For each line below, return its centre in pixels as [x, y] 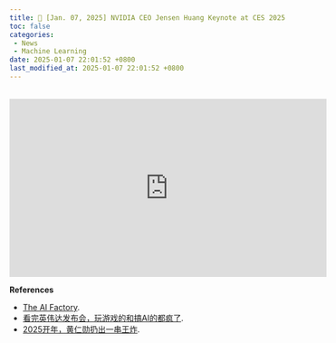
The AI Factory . [51, 307]
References [32, 290]
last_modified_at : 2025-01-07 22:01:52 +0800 [96, 69]
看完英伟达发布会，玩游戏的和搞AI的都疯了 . [103, 318]
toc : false [30, 26]
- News [26, 43]
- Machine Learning [50, 52]
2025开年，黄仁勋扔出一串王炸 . [81, 329]
